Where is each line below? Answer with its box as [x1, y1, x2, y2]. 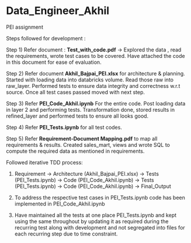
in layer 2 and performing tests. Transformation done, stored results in [6, 106, 175, 113]
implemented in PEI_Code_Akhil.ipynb [14, 200, 105, 207]
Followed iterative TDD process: [6, 159, 83, 166]
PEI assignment [6, 23, 44, 30]
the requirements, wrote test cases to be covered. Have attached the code [6, 52, 185, 59]
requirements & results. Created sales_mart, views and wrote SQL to [6, 141, 171, 148]
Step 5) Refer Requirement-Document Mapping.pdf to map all [6, 135, 158, 142]
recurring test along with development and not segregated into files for [14, 224, 185, 231]
